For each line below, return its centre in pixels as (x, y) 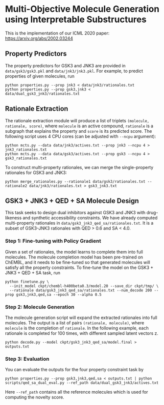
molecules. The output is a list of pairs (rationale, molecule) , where (75, 322)
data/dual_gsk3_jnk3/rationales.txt (42, 94)
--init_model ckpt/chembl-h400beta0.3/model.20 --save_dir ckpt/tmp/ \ (84, 286)
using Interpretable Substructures (76, 19)
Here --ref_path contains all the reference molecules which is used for (77, 392)
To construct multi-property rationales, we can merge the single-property (79, 167)
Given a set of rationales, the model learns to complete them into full (74, 252)
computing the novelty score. (35, 397)
